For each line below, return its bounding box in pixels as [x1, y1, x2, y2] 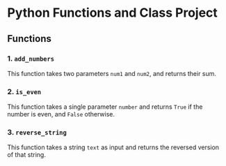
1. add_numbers [7, 54, 54, 63]
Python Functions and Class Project [7, 5, 218, 21]
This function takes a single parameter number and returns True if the [7, 103, 203, 111]
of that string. [7, 151, 47, 159]
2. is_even [7, 86, 42, 96]
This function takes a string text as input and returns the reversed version [7, 143, 220, 151]
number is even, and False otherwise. [7, 110, 115, 119]
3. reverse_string [7, 128, 67, 137]
